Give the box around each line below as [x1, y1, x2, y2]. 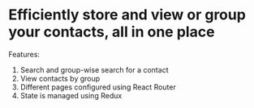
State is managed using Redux [19, 90, 123, 100]
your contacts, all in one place [8, 23, 215, 41]
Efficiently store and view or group [8, 6, 246, 24]
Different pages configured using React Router [19, 82, 176, 92]
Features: [8, 49, 41, 59]
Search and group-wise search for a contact [19, 64, 169, 74]
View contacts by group [19, 73, 101, 83]
